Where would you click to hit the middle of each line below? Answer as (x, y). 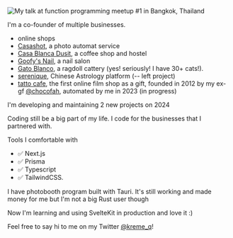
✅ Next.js (32, 153)
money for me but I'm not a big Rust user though (78, 199)
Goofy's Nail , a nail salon (54, 61)
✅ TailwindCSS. (40, 177)
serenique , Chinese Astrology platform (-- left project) (96, 76)
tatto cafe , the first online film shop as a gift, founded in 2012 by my (116, 84)
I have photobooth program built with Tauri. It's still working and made (110, 192)
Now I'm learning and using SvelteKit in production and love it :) (100, 213)
